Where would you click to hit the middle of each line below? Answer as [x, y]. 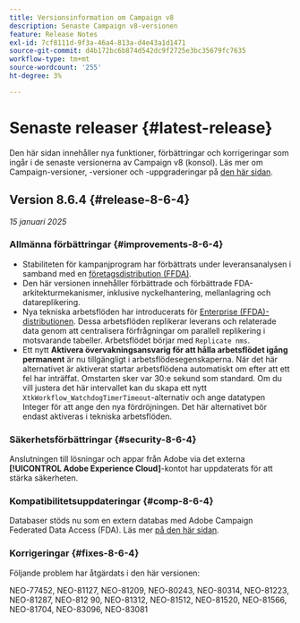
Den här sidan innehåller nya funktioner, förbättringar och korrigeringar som [149, 152]
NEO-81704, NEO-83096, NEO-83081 [79, 609]
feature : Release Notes [54, 34]
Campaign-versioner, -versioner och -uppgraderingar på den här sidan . [141, 172]
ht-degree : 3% [36, 76]
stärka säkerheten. [44, 478]
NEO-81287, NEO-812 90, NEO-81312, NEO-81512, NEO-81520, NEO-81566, [148, 600]
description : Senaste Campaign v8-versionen [94, 26]
